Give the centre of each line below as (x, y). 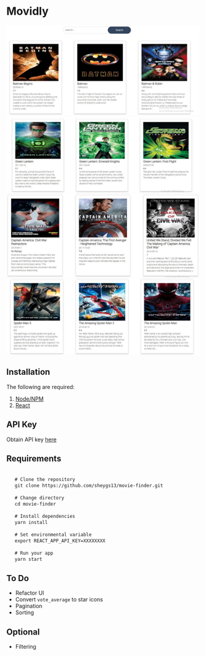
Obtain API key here (32, 439)
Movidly (28, 11)
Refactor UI (29, 593)
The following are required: (41, 387)
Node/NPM (29, 399)
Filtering (26, 646)
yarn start (29, 560)
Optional (23, 632)
